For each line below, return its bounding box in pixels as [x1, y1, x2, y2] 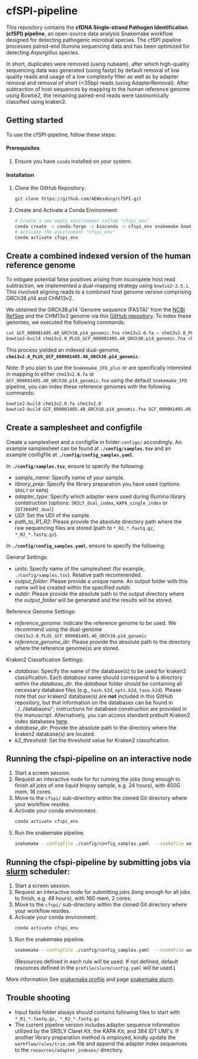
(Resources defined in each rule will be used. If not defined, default [14, 958, 179, 965]
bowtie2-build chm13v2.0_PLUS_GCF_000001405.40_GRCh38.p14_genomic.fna [6, 336, 186, 342]
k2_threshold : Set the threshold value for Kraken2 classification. [14, 736, 170, 743]
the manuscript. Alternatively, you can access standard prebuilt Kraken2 [14, 712, 190, 719]
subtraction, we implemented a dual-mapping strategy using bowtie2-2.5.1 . [6, 282, 190, 289]
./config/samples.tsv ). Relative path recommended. [14, 571, 143, 578]
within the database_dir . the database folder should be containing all [14, 680, 183, 687]
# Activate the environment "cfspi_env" [14, 229, 115, 235]
